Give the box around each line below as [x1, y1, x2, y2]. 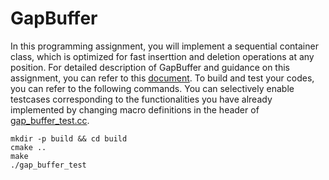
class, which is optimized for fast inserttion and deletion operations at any [10, 50, 315, 62]
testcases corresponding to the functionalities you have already [10, 93, 273, 105]
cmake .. [10, 142, 47, 152]
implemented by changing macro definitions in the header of [10, 103, 260, 116]
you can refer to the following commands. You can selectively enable [10, 82, 295, 94]
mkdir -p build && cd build [10, 133, 128, 144]
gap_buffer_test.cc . [10, 114, 90, 126]
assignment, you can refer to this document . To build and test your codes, [10, 72, 315, 84]
